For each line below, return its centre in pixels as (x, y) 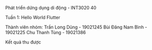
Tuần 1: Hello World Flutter (33, 17)
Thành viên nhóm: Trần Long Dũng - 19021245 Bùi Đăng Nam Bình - (76, 27)
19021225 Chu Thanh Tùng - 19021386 (46, 32)
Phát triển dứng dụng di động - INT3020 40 (51, 8)
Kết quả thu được (23, 42)
